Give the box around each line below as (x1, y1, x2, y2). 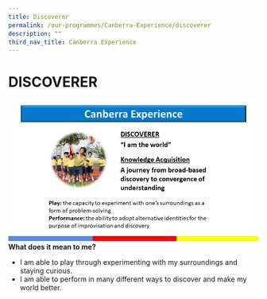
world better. (19, 282, 62, 292)
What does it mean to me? (8, 242, 97, 251)
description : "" (8, 29, 62, 37)
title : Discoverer (8, 13, 69, 21)
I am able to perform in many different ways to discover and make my (19, 274, 248, 284)
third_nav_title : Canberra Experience (8, 38, 137, 46)
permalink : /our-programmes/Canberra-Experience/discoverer (8, 21, 212, 29)
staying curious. (19, 266, 73, 275)
